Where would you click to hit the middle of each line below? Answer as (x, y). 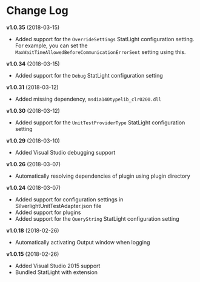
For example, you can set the (51, 45)
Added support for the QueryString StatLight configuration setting (97, 218)
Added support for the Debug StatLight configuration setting (89, 75)
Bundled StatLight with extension (56, 272)
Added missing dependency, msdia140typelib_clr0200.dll (88, 99)
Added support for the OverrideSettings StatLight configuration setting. (105, 39)
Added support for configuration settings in (69, 199)
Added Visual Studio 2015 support (58, 266)
